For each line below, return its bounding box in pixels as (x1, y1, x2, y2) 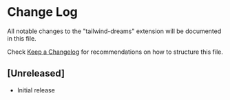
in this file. (7, 34, 36, 42)
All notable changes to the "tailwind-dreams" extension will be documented (7, 27, 222, 35)
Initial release (17, 86, 55, 94)
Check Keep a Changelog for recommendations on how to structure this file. (7, 48, 224, 56)
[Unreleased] (7, 68, 65, 79)
